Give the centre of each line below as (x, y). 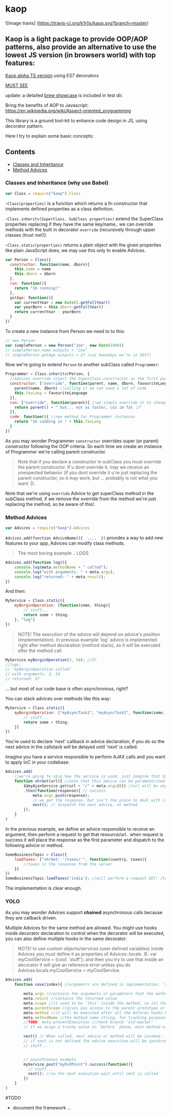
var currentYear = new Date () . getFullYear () (62, 302)
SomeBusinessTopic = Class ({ (36, 855)
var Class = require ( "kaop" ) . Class (43, 193)
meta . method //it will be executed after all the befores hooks (93, 1013)
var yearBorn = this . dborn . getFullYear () (59, 307)
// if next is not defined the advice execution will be (85, 1041)
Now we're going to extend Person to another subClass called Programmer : (82, 365)
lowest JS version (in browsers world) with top (81, 55)
